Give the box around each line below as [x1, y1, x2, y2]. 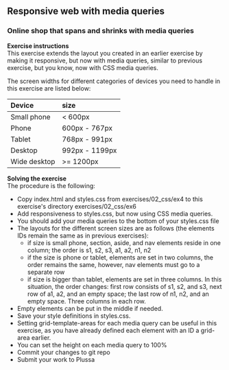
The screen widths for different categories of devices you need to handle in [7, 77, 221, 85]
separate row [27, 268, 65, 276]
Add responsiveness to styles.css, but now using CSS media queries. [16, 209, 213, 218]
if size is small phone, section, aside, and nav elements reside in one [27, 238, 221, 246]
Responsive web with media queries [7, 5, 165, 17]
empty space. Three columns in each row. [27, 297, 146, 305]
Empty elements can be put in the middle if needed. [16, 304, 163, 312]
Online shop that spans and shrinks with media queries [7, 26, 194, 36]
